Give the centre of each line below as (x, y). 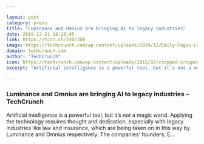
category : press (27, 23)
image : (15, 45)
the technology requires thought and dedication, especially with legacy (95, 121)
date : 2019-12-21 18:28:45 (40, 34)
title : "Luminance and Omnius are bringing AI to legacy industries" (96, 28)
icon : (13, 62)
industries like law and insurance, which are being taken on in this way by (98, 128)
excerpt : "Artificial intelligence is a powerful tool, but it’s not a (99, 68)
